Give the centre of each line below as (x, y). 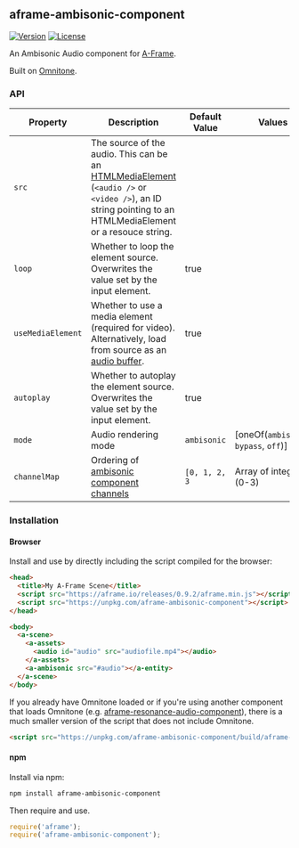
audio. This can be (129, 154)
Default (206, 117)
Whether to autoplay (133, 376)
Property (48, 122)
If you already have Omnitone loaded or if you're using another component (146, 702)
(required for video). (133, 328)
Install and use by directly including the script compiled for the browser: (141, 561)
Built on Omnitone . (43, 70)
